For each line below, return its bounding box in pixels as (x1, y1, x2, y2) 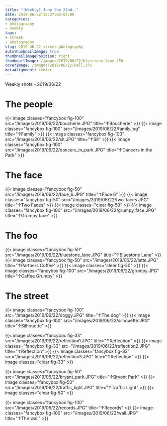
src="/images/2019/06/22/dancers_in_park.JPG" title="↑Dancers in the (5, 146, 153, 152)
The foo (5, 230, 38, 242)
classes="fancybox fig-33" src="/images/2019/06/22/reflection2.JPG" (5, 343, 151, 349)
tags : (5, 30, 16, 35)
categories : (5, 16, 30, 21)
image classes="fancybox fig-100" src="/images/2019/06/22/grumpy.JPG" (5, 268, 160, 274)
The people (5, 99, 53, 110)
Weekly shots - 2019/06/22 (5, 81, 61, 87)
